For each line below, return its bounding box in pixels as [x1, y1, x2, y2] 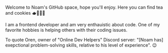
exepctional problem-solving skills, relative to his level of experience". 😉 [5, 42, 157, 48]
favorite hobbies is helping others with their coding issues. [5, 27, 128, 33]
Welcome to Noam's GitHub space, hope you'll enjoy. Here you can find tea [5, 5, 163, 10]
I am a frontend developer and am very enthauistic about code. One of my [5, 22, 160, 27]
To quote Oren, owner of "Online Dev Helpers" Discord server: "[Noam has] [5, 37, 163, 42]
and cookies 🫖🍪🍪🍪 [5, 10, 46, 16]
